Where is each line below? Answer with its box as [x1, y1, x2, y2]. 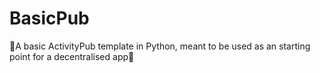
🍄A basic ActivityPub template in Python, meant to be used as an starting [9, 40, 311, 52]
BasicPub [9, 7, 90, 30]
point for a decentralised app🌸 [9, 50, 135, 62]
